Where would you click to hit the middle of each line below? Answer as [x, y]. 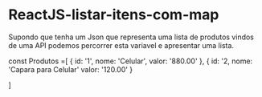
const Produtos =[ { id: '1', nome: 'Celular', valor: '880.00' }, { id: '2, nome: [131, 61]
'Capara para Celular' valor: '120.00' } [71, 69]
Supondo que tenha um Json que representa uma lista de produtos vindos [131, 37]
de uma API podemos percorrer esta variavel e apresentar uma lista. [121, 45]
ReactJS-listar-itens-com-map [114, 15]
